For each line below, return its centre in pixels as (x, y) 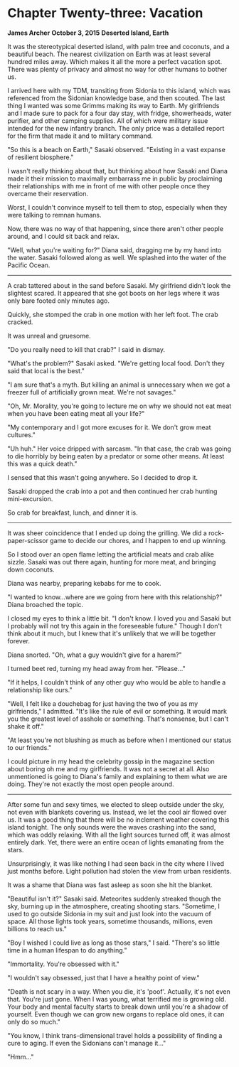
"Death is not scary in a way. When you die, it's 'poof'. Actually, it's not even (119, 991)
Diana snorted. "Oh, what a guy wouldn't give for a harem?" (95, 655)
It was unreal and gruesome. (49, 336)
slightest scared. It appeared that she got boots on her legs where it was (114, 293)
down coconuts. (31, 569)
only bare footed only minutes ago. (59, 301)
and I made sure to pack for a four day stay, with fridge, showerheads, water (119, 113)
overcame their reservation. (48, 193)
